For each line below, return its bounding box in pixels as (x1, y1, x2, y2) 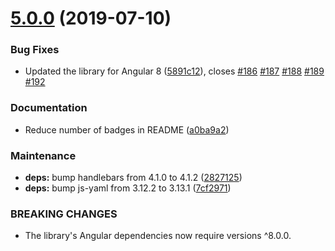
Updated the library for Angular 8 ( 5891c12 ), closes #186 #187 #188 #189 (24, 65, 325, 77)
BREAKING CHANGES (10, 207, 118, 221)
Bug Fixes (10, 43, 60, 57)
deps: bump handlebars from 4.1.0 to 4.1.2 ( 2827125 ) (24, 172, 243, 184)
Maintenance (10, 148, 77, 162)
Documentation (10, 101, 88, 115)
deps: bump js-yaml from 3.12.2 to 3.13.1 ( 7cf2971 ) (24, 182, 232, 194)
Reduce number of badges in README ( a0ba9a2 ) (24, 123, 230, 136)
